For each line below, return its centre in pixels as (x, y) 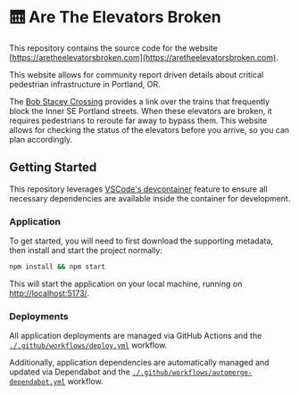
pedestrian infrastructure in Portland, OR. (85, 84)
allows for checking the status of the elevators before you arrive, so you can (149, 129)
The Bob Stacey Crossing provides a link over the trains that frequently (140, 101)
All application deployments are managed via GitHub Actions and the (136, 336)
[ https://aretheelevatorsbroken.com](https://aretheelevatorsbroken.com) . (144, 57)
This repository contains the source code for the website (114, 48)
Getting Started (53, 167)
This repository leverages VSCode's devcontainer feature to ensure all (138, 189)
